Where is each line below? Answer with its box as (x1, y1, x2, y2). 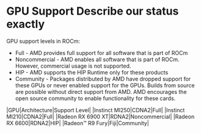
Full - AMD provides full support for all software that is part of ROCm (15, 49, 188, 56)
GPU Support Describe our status (6, 4, 179, 18)
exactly (6, 17, 45, 31)
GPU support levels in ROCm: (6, 37, 81, 45)
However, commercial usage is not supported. (15, 62, 131, 70)
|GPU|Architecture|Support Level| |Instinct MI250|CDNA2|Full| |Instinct (6, 106, 185, 113)
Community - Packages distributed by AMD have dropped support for (15, 75, 191, 82)
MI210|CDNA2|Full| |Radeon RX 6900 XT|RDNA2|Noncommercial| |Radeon (6, 113, 195, 120)
